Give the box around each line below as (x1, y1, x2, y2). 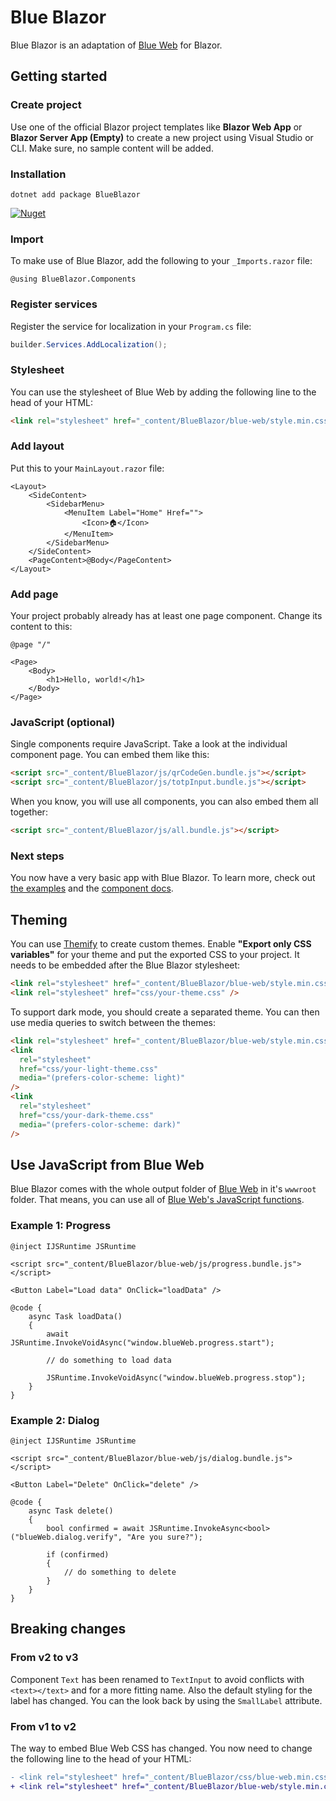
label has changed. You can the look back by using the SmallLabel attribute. (10, 1694, 323, 1706)
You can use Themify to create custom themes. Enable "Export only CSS (10, 938, 312, 950)
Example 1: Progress (10, 1219, 112, 1233)
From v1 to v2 (10, 1719, 77, 1733)
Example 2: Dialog (10, 1413, 100, 1427)
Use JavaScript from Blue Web (10, 1156, 205, 1173)
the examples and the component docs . (10, 882, 174, 895)
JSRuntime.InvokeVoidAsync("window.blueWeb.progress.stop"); (46, 1372, 307, 1383)
